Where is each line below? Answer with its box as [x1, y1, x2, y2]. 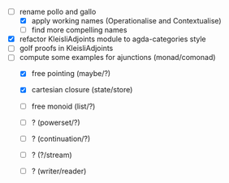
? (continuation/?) [31, 134, 91, 143]
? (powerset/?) [31, 117, 80, 127]
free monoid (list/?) [31, 101, 96, 111]
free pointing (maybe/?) [31, 69, 111, 79]
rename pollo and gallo [19, 7, 97, 16]
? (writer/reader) [31, 166, 87, 176]
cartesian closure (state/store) [31, 85, 133, 95]
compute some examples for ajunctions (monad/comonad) [19, 53, 216, 62]
